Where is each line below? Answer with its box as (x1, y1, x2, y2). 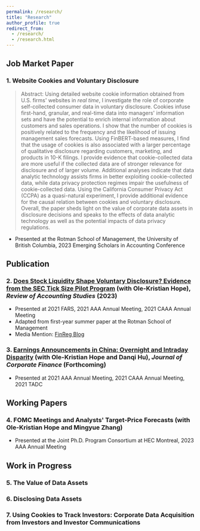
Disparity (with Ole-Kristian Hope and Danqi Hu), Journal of (6, 353, 183, 362)
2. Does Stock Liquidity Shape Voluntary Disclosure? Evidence (6, 277, 192, 285)
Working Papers (6, 398, 67, 408)
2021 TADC (14, 380, 43, 387)
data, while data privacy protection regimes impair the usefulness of (20, 179, 189, 186)
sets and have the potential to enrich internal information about (20, 115, 176, 123)
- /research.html (11, 36, 55, 42)
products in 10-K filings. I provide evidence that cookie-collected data (20, 154, 193, 161)
